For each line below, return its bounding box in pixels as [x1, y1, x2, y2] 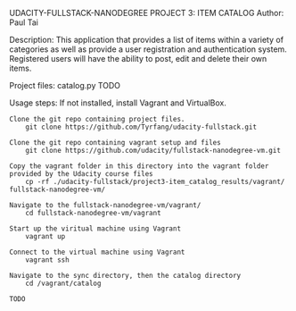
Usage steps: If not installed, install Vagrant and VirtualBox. [9, 97, 227, 108]
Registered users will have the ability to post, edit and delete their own [9, 54, 267, 63]
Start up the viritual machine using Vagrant [9, 224, 181, 233]
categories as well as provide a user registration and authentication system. [9, 44, 287, 55]
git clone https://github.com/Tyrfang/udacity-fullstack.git [25, 122, 257, 131]
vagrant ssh [25, 256, 70, 265]
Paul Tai [9, 17, 38, 28]
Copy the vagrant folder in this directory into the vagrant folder [9, 162, 269, 171]
